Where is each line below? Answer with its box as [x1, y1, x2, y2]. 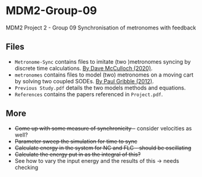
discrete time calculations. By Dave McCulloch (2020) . [14, 64, 153, 72]
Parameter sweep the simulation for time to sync [14, 137, 138, 145]
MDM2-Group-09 [6, 4, 98, 18]
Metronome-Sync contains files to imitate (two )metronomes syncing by [14, 58, 191, 65]
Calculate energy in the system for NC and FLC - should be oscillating [14, 144, 192, 151]
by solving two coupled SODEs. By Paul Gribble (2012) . [14, 77, 154, 85]
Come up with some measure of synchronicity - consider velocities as [14, 124, 192, 132]
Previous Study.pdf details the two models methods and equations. [14, 84, 186, 91]
